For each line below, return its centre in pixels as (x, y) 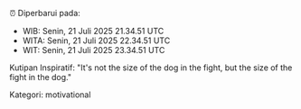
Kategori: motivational (50, 95)
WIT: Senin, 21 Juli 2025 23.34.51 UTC (94, 50)
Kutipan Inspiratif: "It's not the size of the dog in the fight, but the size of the (151, 68)
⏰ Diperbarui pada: (45, 13)
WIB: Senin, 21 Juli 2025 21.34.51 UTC (93, 31)
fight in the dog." (41, 77)
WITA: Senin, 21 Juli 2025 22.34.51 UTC (96, 41)
